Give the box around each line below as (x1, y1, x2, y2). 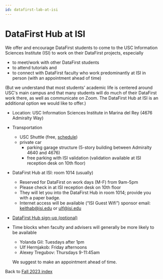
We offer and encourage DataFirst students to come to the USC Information (5, 45, 158, 51)
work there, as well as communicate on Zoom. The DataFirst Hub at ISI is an (5, 95, 159, 101)
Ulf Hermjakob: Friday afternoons (19, 244, 87, 250)
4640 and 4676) (27, 149, 60, 155)
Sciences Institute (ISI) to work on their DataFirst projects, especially (5, 50, 144, 56)
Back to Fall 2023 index (5, 268, 53, 274)
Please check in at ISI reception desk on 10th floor (19, 184, 121, 190)
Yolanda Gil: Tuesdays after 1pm (19, 239, 84, 245)
